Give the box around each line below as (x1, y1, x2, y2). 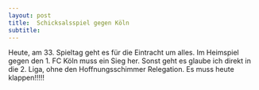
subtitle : (8, 26, 41, 34)
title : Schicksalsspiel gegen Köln (8, 19, 129, 27)
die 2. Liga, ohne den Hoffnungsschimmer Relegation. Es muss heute (8, 65, 234, 74)
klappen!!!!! (8, 73, 45, 83)
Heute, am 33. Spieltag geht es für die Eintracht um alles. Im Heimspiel (8, 48, 240, 58)
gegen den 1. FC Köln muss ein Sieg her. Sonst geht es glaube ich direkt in (8, 56, 252, 66)
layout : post (8, 11, 52, 20)
